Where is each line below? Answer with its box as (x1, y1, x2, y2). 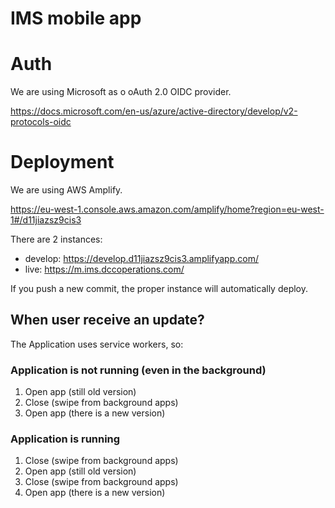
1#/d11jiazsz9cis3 (10, 214, 82, 226)
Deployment (10, 151, 115, 174)
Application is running (10, 432, 121, 446)
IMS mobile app (10, 7, 142, 30)
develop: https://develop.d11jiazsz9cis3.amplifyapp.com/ (24, 253, 259, 265)
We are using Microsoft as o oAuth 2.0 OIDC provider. (10, 86, 232, 98)
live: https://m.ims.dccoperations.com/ (24, 263, 185, 276)
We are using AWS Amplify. (10, 184, 123, 196)
